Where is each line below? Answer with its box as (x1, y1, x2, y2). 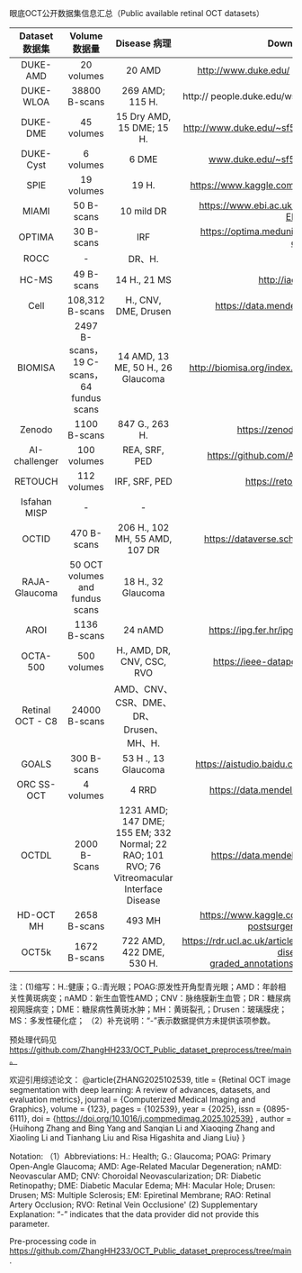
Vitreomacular (113, 872, 173, 884)
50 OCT (68, 559, 103, 570)
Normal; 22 (120, 838, 168, 850)
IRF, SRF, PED (114, 476, 173, 487)
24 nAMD (122, 624, 164, 636)
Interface (124, 883, 164, 895)
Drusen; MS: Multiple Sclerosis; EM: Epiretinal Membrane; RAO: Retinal (9, 1190, 271, 1200)
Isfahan (20, 496, 52, 507)
